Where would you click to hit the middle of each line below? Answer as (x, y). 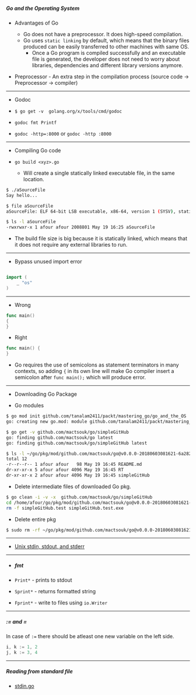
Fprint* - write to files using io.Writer (61, 603)
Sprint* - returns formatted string (55, 592)
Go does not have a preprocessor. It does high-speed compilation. (103, 34)
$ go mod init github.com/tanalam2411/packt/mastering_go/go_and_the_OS (96, 416)
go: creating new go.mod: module (47, 422)
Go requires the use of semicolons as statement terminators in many (97, 365)
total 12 (17, 459)
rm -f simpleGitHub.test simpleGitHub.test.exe (65, 508)
